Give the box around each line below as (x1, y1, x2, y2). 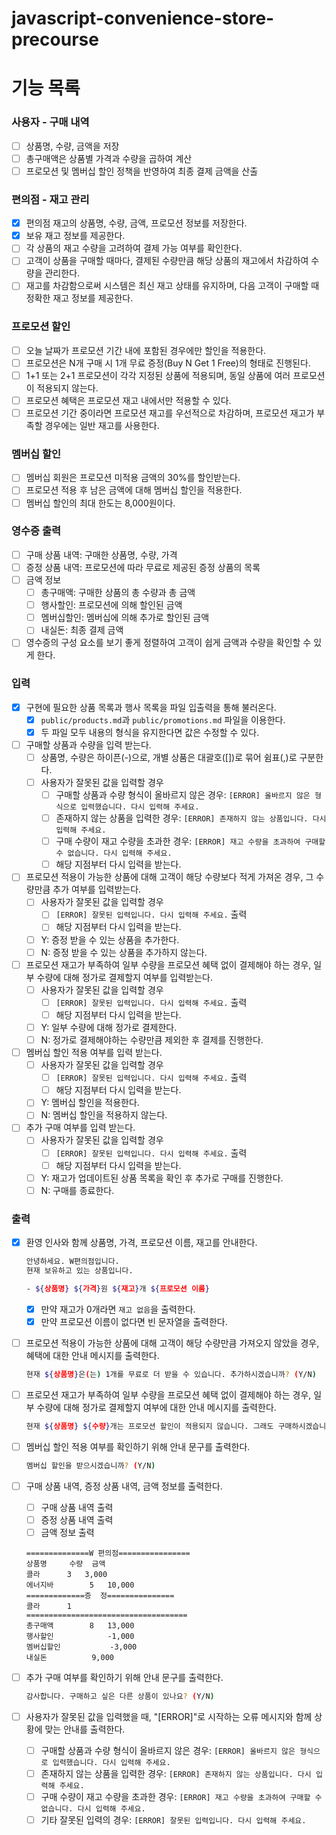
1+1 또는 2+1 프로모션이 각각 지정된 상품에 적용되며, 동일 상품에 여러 (25, 369, 291, 381)
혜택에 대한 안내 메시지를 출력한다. (25, 1349, 160, 1361)
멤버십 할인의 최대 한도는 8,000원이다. (25, 497, 176, 509)
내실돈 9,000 (25, 1652, 114, 1662)
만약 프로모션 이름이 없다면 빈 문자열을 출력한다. (40, 1315, 228, 1327)
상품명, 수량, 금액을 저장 (25, 140, 120, 152)
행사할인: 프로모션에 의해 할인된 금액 (40, 599, 183, 611)
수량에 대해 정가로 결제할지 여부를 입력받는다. (36, 971, 213, 983)
